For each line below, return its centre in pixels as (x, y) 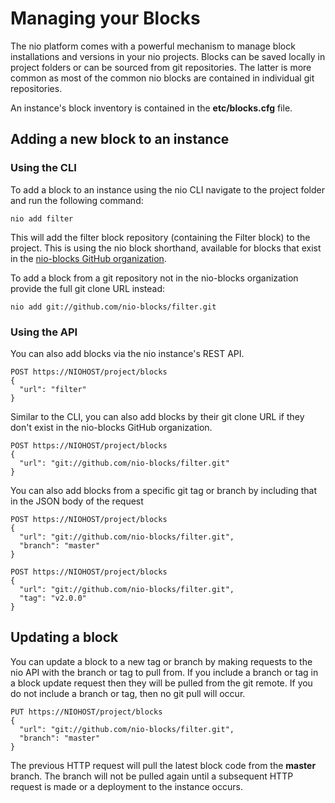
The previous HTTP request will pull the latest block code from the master (163, 765)
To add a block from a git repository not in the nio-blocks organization (154, 278)
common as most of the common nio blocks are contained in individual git (162, 78)
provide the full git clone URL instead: (87, 288)
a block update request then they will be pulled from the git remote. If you (161, 683)
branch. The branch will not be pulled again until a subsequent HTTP (152, 776)
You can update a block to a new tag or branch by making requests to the (161, 661)
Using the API (44, 332)
